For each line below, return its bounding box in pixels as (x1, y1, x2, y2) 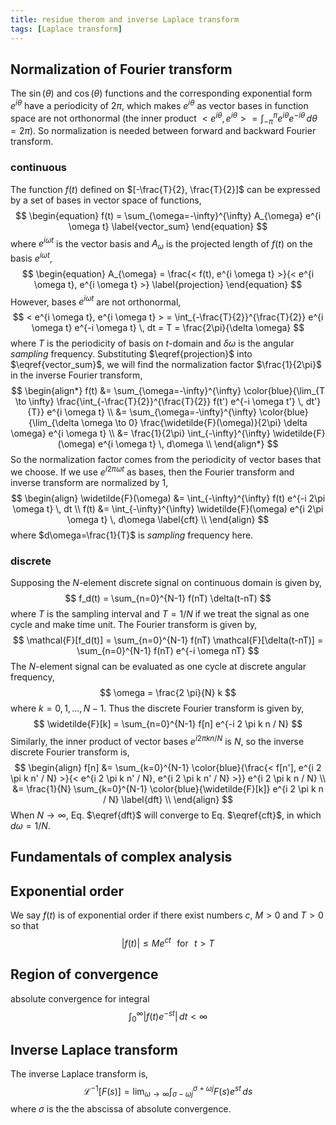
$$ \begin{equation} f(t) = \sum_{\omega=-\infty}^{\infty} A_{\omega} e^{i (14, 209, 322, 221)
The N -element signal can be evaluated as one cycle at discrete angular (10, 661, 307, 673)
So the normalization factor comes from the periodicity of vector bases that (10, 454, 322, 466)
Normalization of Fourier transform (10, 61, 233, 78)
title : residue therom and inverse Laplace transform (10, 14, 240, 25)
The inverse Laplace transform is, (10, 1068, 149, 1080)
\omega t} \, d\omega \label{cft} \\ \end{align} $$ (66, 514, 270, 526)
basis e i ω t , (10, 251, 53, 264)
